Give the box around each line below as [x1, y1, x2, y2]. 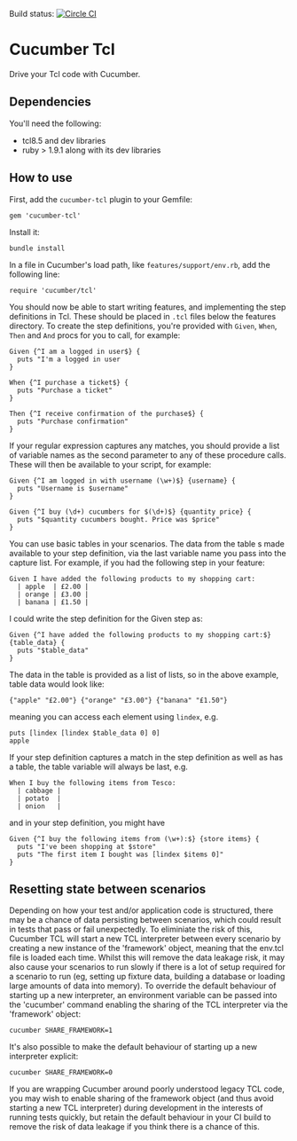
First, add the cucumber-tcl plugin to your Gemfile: [9, 193, 193, 204]
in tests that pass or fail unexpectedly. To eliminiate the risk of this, [9, 924, 253, 935]
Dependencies [9, 94, 91, 110]
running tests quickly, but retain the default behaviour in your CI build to [9, 1112, 272, 1122]
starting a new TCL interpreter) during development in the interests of [9, 1103, 263, 1113]
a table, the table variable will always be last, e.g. [9, 761, 189, 772]
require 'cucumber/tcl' [9, 286, 98, 295]
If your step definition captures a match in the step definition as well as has [9, 751, 284, 762]
